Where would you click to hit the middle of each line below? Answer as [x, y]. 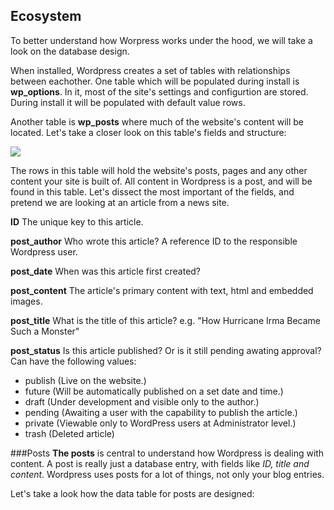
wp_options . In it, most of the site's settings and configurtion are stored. [159, 91]
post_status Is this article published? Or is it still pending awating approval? [166, 350]
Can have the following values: [73, 361]
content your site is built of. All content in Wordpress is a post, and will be [161, 181]
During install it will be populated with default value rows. [128, 102]
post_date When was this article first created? [106, 271]
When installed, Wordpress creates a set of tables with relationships [150, 70]
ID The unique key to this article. [77, 221]
